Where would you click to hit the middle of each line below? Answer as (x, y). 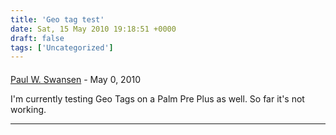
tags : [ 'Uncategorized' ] (62, 47)
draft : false (37, 38)
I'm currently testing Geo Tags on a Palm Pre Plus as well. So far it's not (157, 98)
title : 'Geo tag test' (57, 19)
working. (28, 109)
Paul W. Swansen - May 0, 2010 (76, 79)
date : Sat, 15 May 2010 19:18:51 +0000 (93, 29)
